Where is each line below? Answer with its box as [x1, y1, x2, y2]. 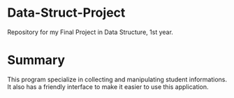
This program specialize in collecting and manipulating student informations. [7, 75, 228, 83]
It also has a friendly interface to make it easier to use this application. [7, 82, 209, 91]
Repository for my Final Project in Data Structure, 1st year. [7, 28, 173, 36]
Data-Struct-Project [7, 5, 126, 21]
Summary [7, 52, 65, 68]
